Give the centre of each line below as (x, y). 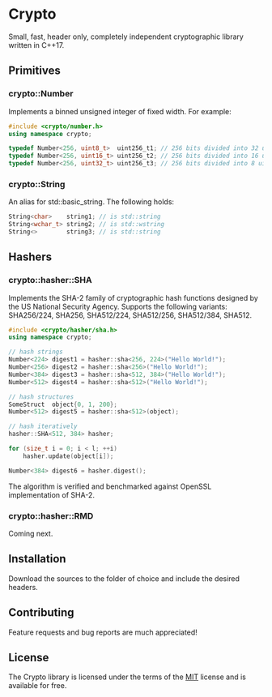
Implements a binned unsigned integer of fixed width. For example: (120, 111)
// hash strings (36, 352)
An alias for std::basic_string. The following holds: (91, 202)
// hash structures (41, 397)
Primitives (34, 71)
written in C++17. (36, 45)
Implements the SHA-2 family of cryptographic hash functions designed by (134, 297)
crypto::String (37, 184)
